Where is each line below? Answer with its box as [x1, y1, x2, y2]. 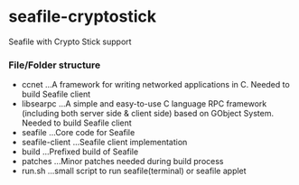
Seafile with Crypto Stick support [8, 36, 132, 47]
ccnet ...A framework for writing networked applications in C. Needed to [21, 79, 290, 90]
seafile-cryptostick [8, 6, 157, 27]
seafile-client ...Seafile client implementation [21, 137, 188, 148]
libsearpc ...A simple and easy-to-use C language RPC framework [21, 98, 267, 109]
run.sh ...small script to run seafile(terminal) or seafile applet [21, 165, 247, 177]
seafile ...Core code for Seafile [21, 127, 135, 138]
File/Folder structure [8, 59, 101, 71]
